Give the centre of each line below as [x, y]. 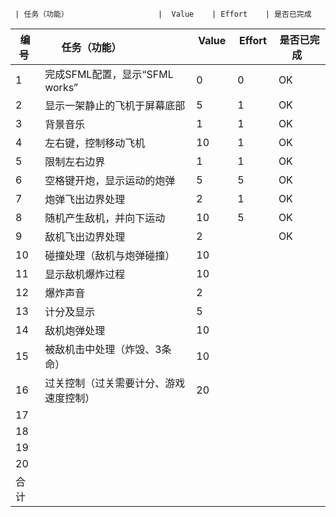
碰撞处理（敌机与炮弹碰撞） [110, 255]
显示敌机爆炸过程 [85, 274]
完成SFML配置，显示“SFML [109, 74]
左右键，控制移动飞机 [95, 143]
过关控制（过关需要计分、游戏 [115, 383]
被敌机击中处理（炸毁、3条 [108, 349]
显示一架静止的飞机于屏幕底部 [115, 105]
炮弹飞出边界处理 [85, 199]
